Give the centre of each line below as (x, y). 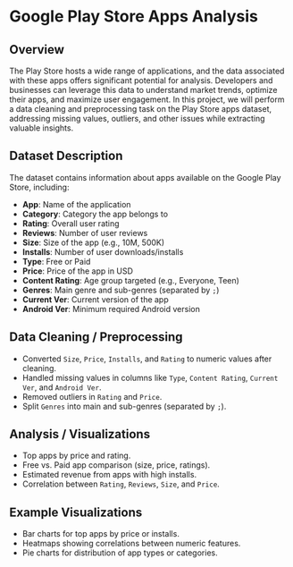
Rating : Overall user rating (71, 223)
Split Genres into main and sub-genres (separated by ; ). (124, 406)
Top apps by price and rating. (76, 456)
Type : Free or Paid (56, 261)
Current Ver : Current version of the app (96, 299)
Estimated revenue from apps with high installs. (109, 475)
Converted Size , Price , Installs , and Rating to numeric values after (147, 359)
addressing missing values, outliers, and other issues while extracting (137, 118)
